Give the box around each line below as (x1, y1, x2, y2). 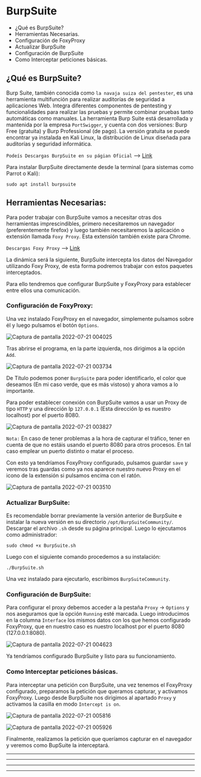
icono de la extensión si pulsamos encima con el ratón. (6, 472, 142, 479)
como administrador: (6, 531, 58, 538)
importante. (6, 387, 35, 394)
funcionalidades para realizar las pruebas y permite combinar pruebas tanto (6, 108, 194, 115)
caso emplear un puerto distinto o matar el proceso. (6, 447, 135, 454)
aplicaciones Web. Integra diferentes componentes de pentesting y (6, 102, 172, 109)
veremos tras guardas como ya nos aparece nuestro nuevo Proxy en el (6, 465, 181, 472)
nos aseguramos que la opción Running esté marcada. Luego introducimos (6, 610, 190, 618)
